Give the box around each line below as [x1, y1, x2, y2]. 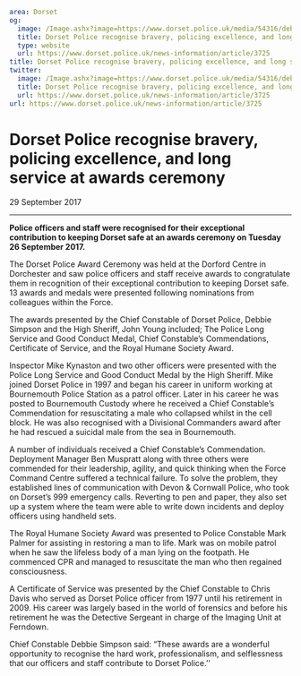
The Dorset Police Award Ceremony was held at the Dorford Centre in [9, 259, 267, 270]
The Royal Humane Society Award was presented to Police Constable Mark [9, 528, 287, 539]
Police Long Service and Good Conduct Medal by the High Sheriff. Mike [9, 370, 273, 381]
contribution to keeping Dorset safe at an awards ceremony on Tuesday [9, 232, 282, 243]
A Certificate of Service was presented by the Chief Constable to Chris [9, 584, 271, 595]
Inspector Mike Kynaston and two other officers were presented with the [9, 360, 277, 371]
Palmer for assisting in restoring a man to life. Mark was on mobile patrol [9, 537, 277, 549]
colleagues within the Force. [9, 297, 114, 308]
